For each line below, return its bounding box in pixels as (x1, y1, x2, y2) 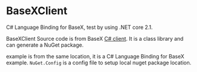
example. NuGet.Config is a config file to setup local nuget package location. (6, 59, 192, 66)
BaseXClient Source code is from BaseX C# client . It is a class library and (6, 35, 184, 42)
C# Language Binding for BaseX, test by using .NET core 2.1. (6, 24, 153, 31)
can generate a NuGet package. (6, 41, 84, 48)
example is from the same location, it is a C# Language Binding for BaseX (6, 53, 185, 60)
